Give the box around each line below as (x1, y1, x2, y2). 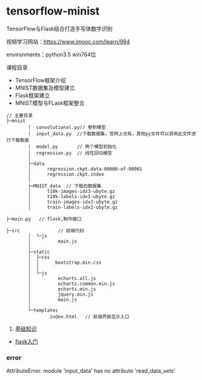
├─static (28, 248, 50, 255)
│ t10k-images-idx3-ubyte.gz (28, 188, 115, 195)
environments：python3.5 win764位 (6, 50, 96, 58)
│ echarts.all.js (28, 275, 96, 281)
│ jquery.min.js (28, 291, 94, 298)
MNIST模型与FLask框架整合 (15, 99, 85, 107)
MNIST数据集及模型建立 (15, 84, 75, 92)
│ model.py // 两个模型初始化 (28, 144, 117, 150)
